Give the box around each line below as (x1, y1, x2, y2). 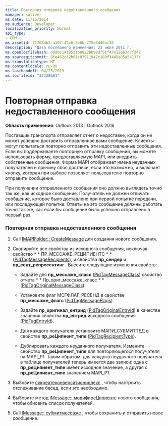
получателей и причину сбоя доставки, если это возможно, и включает (5, 164, 160, 170)
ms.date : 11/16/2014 (5, 17, 49, 22)
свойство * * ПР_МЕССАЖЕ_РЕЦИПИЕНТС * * (12, 251, 112, 257)
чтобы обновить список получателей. (12, 400, 94, 406)
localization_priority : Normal (5, 26, 71, 31)
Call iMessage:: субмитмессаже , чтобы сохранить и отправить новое (12, 410, 163, 416)
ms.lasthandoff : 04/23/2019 (5, 69, 65, 74)
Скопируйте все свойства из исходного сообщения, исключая (12, 246, 148, 252)
